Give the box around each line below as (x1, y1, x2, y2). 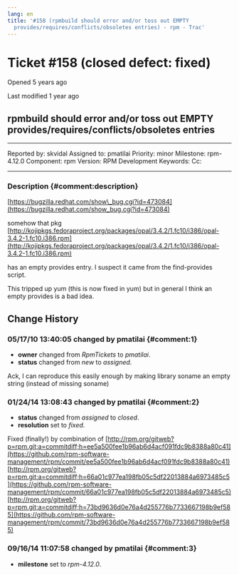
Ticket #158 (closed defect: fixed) (7, 54, 211, 71)
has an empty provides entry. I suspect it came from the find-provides (7, 263, 213, 272)
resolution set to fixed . (17, 421, 85, 429)
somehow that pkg (7, 219, 62, 228)
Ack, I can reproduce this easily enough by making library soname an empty (7, 372, 231, 380)
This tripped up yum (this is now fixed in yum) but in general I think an (7, 285, 212, 293)
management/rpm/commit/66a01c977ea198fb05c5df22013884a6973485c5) (7, 488, 232, 497)
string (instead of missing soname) (7, 380, 110, 388)
